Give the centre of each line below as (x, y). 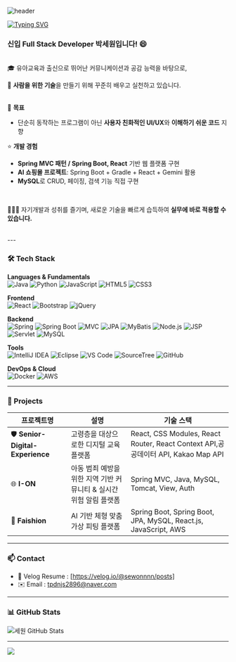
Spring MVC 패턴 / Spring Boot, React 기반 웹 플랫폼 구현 (98, 164)
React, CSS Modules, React (176, 433)
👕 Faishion (29, 521)
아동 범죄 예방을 (96, 468)
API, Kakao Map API (191, 454)
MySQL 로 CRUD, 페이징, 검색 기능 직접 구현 (78, 181)
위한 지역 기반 (92, 478)
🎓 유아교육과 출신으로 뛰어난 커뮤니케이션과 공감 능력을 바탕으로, (97, 68)
